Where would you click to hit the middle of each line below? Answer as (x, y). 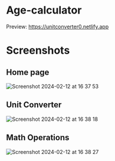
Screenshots (38, 50)
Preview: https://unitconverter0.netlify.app (57, 27)
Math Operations (38, 138)
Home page (28, 72)
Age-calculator (44, 10)
